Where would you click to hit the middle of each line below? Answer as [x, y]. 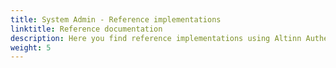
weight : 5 [31, 47]
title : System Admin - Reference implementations [116, 19]
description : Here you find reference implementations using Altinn [156, 38]
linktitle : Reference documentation [86, 29]
